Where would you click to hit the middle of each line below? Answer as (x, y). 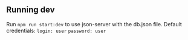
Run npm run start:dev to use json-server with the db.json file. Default (94, 24)
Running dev (31, 10)
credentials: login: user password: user (56, 30)
